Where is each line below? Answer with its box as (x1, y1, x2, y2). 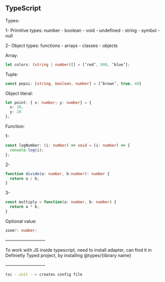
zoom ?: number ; (5, 228, 37, 233)
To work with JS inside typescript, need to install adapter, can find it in (5, 247, 152, 253)
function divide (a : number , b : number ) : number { (5, 171, 110, 176)
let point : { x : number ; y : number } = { (5, 100, 92, 105)
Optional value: (5, 218, 37, 224)
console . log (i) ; (10, 147, 44, 152)
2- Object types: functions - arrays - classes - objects (5, 43, 118, 49)
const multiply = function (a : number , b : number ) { (5, 199, 116, 205)
